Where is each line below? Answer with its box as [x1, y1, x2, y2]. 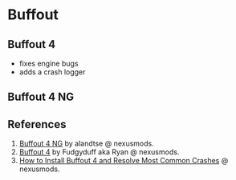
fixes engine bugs [18, 58, 79, 68]
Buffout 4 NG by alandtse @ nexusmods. [18, 138, 154, 149]
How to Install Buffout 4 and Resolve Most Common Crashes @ [18, 156, 229, 166]
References [7, 118, 67, 131]
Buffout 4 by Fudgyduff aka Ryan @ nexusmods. [18, 147, 180, 157]
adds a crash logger [18, 67, 86, 77]
